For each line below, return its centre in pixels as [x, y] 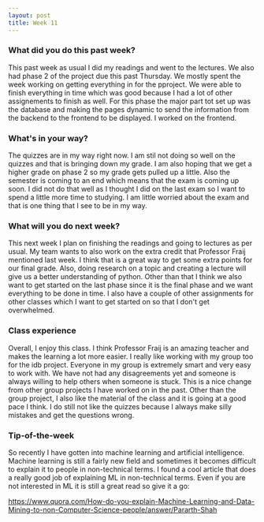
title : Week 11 [33, 23]
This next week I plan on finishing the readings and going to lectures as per [130, 243]
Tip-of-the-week [41, 435]
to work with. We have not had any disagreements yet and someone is [122, 373]
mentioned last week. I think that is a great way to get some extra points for [130, 260]
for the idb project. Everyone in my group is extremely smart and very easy [130, 364]
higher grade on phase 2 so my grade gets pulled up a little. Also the [119, 172]
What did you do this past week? [72, 50]
